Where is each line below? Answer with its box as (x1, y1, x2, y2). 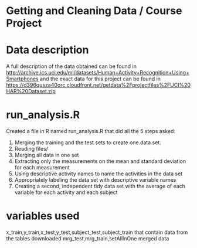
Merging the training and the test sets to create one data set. (14, 139, 161, 146)
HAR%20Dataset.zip (6, 88, 56, 95)
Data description (6, 43, 89, 57)
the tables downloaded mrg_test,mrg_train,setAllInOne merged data (6, 235, 169, 242)
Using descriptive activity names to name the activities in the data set (14, 170, 183, 177)
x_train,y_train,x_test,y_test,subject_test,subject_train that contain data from (6, 229, 188, 236)
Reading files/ (14, 145, 49, 152)
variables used (6, 209, 80, 223)
